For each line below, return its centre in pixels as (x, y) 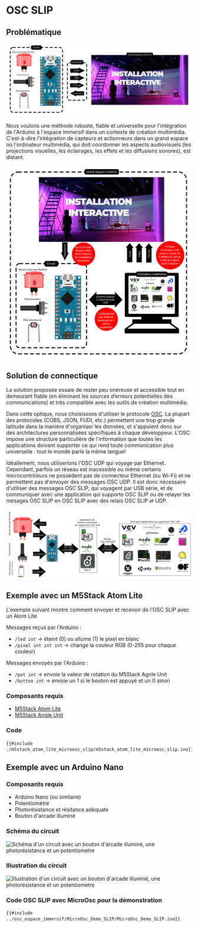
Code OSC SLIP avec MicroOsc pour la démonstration (84, 900)
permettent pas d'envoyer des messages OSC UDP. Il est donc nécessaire (96, 482)
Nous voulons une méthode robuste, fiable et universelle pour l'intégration (96, 126)
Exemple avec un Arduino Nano (65, 767)
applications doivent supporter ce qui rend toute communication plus (90, 445)
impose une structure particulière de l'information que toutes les (84, 439)
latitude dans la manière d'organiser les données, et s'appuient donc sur (94, 427)
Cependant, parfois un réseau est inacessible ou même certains (84, 469)
